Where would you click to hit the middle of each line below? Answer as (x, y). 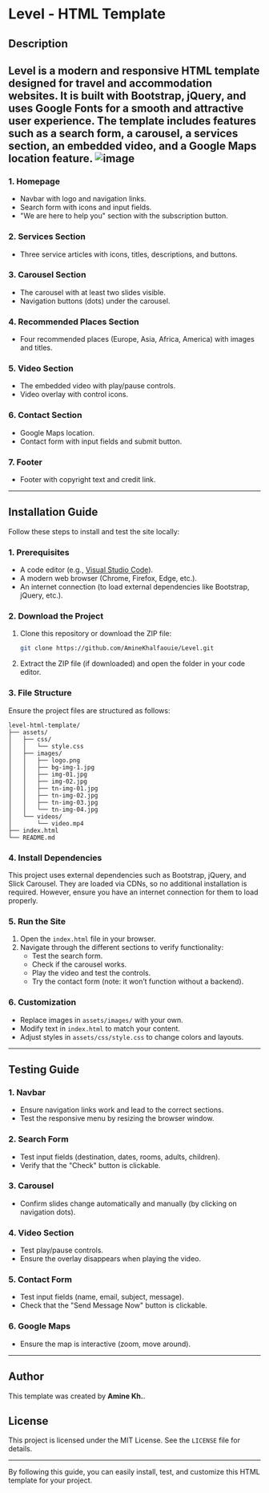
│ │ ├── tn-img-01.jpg (53, 788)
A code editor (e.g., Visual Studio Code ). (86, 570)
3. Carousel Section (47, 275)
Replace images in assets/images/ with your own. (102, 1020)
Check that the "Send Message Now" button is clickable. (114, 1305)
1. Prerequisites (39, 552)
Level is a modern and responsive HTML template (134, 70)
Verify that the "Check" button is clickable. (90, 1165)
